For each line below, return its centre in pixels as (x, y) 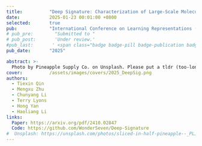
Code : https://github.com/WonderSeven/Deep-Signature (80, 128)
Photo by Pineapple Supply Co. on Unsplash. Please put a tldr (92, 67)
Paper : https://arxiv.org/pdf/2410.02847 (64, 123)
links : (14, 117)
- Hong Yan (25, 106)
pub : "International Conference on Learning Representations (99, 28)
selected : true (33, 23)
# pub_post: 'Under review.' (51, 39)
